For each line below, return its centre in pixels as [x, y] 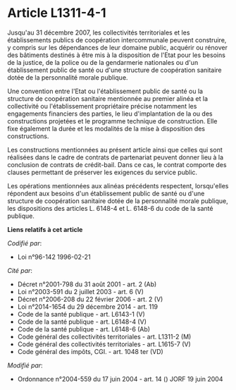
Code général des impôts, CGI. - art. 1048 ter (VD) [90, 351]
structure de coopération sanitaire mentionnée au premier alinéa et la [108, 98]
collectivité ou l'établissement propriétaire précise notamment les [102, 106]
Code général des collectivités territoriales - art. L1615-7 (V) [104, 344]
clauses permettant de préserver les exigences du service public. [103, 172]
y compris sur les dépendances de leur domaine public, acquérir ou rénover [117, 47]
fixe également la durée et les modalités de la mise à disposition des [106, 128]
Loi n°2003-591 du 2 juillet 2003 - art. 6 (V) [81, 291]
